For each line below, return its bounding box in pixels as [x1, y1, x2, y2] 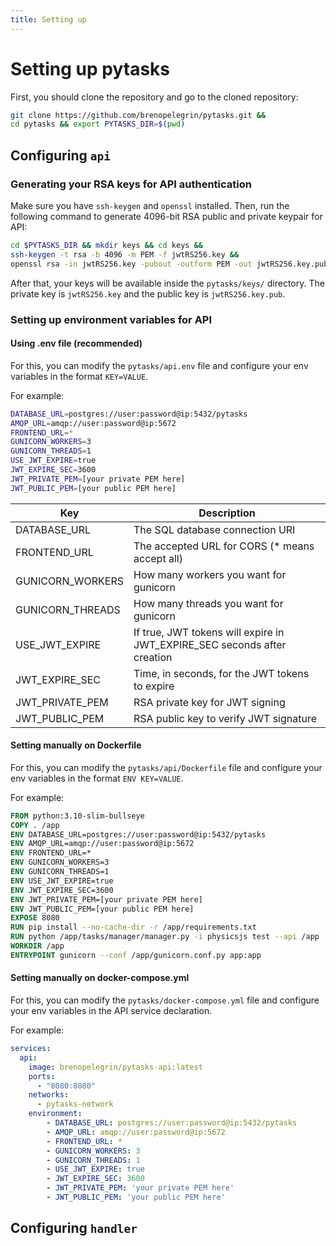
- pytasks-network [36, 1099, 114, 1110]
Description [198, 506, 256, 520]
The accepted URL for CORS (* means [133, 539, 315, 553]
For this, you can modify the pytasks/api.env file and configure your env [10, 359, 309, 371]
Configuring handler [10, 1220, 138, 1237]
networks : [28, 1090, 70, 1100]
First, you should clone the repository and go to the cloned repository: [10, 91, 299, 103]
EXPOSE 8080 [10, 913, 60, 923]
